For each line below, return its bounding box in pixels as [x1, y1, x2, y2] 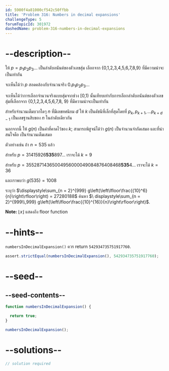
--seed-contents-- [5, 291, 66, 299]
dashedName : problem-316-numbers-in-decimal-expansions [5, 26, 125, 31]
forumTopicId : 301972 [5, 21, 51, 27]
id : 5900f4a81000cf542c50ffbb [5, 7, 69, 13]
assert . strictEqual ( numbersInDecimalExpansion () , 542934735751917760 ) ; [5, 254, 159, 259]
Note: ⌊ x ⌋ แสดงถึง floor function [5, 209, 68, 215]
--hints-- [5, 227, 44, 238]
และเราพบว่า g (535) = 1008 [5, 178, 57, 184]
